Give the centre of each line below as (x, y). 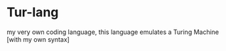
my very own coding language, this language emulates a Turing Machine (113, 32)
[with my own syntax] (38, 39)
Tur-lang (33, 12)
